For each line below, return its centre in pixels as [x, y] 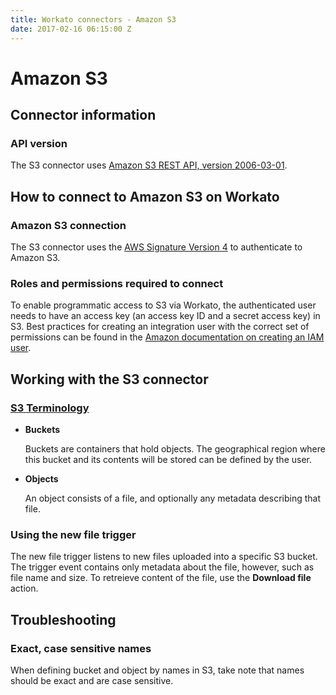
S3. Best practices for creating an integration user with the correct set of [160, 327]
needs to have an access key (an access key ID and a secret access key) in [165, 316]
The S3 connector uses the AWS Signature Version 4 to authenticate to [156, 247]
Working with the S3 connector [109, 379]
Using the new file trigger [73, 534]
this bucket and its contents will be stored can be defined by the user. [168, 460]
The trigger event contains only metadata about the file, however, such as [162, 567]
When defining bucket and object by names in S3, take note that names [157, 670]
